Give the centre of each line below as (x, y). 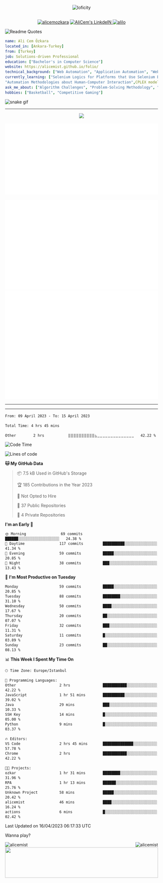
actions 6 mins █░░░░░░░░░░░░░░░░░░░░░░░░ (81, 812)
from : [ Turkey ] (20, 51)
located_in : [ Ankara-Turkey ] (34, 46)
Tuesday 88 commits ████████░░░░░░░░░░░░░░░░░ (81, 596)
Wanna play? (18, 835)
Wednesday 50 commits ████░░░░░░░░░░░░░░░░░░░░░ (81, 606)
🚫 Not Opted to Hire (37, 496)
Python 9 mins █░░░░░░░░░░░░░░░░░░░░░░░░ (81, 724)
